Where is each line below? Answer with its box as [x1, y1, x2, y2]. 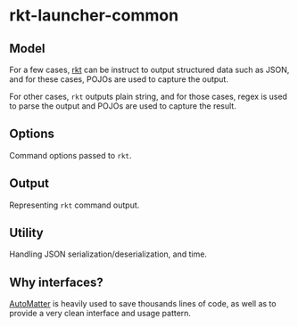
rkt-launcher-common [9, 5, 179, 26]
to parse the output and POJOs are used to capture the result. [9, 101, 236, 111]
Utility [9, 225, 44, 241]
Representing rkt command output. [9, 200, 140, 210]
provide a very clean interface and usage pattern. [9, 308, 192, 319]
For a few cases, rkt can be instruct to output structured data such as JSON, [9, 64, 290, 75]
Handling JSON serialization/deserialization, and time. [9, 249, 208, 259]
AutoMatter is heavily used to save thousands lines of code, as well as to [9, 298, 277, 309]
